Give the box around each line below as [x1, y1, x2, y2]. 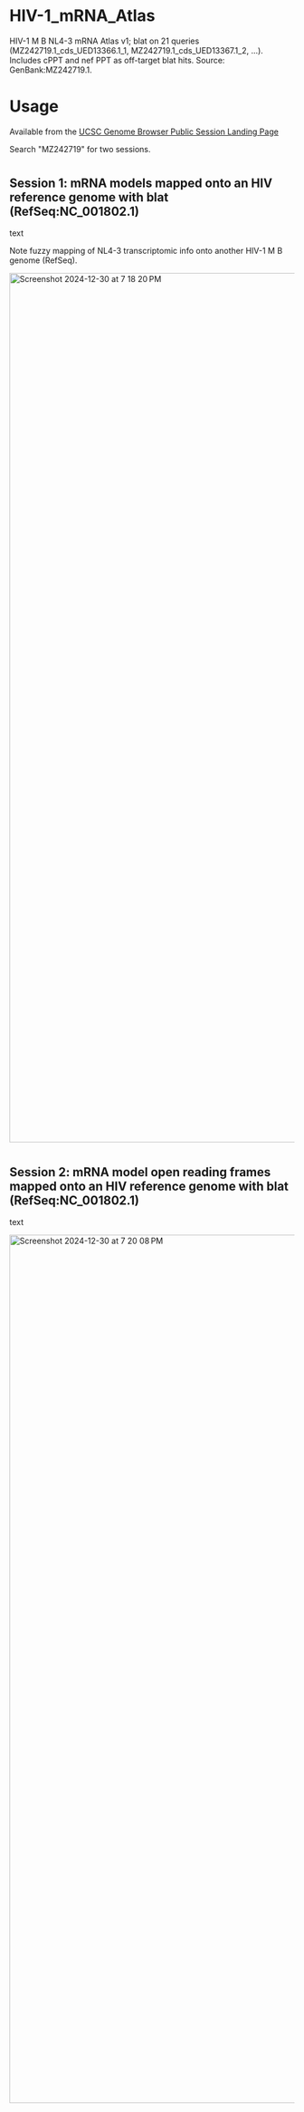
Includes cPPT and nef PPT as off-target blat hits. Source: [9, 54, 225, 65]
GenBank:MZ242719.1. [9, 64, 92, 75]
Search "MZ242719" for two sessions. [9, 143, 151, 154]
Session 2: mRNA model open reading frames [9, 1164, 271, 1180]
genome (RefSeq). [9, 255, 78, 266]
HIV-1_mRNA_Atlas [9, 5, 156, 26]
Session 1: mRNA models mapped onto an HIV [9, 176, 273, 191]
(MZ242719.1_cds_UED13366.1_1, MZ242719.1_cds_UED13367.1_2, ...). [9, 44, 264, 55]
